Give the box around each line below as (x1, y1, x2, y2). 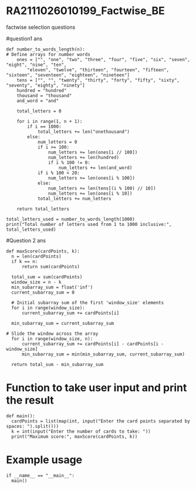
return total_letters (16, 206, 69, 212)
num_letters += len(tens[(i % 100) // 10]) (48, 185, 157, 191)
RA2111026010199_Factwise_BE (6, 4, 165, 18)
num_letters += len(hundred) (48, 154, 119, 160)
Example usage (6, 453, 83, 467)
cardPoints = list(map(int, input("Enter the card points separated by (11, 418, 191, 424)
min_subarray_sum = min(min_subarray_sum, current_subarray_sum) (21, 351, 185, 357)
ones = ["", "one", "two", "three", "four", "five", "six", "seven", (16, 56, 191, 62)
